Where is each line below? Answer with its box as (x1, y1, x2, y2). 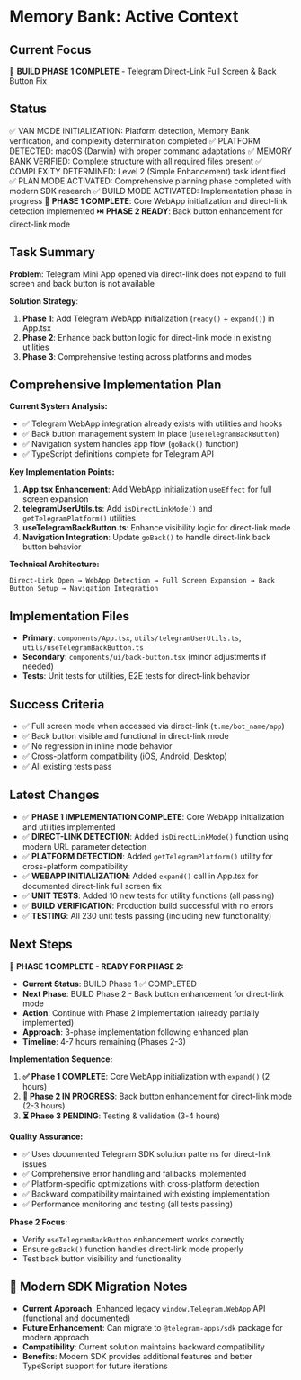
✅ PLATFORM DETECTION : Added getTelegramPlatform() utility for (22, 850, 274, 861)
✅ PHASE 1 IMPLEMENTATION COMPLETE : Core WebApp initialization (22, 811, 285, 822)
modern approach (22, 1331, 90, 1342)
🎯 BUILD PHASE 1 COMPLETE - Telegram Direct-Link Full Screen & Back (9, 66, 277, 76)
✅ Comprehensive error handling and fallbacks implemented (22, 1168, 247, 1179)
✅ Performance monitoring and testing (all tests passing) (22, 1198, 234, 1209)
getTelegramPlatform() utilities (22, 512, 137, 523)
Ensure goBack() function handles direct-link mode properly (22, 1243, 244, 1254)
